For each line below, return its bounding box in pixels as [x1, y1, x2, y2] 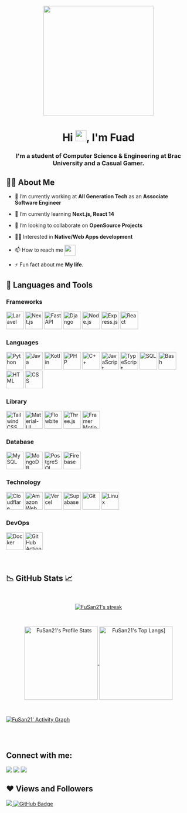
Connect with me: [6, 751, 73, 761]
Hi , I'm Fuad [62, 131, 135, 144]
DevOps [6, 519, 30, 527]
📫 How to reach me [14, 246, 63, 253]
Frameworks [6, 298, 43, 306]
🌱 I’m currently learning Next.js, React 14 [14, 210, 114, 217]
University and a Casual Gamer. [52, 159, 145, 167]
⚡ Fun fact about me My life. [14, 261, 84, 268]
